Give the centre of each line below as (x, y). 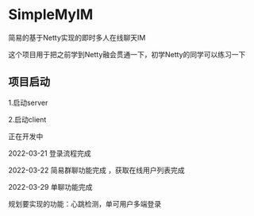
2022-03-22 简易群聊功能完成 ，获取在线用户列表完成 (96, 170)
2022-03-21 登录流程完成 (50, 153)
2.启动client (27, 119)
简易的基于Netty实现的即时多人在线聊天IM (77, 37)
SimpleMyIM (51, 15)
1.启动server (28, 102)
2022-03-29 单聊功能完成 (50, 187)
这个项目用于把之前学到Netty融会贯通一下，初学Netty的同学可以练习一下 (127, 54)
